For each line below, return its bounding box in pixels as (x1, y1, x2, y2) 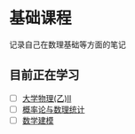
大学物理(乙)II (21, 92, 72, 103)
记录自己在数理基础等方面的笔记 (9, 39, 126, 50)
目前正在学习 (9, 67, 80, 83)
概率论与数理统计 (21, 104, 85, 114)
